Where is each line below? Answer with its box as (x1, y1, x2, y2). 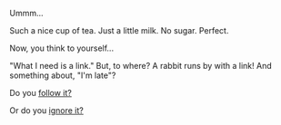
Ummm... (9, 8, 44, 18)
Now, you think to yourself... (9, 43, 115, 53)
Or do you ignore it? (9, 105, 84, 116)
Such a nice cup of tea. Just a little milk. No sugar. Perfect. (9, 25, 229, 35)
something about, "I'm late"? (9, 70, 116, 81)
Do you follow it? (9, 88, 73, 98)
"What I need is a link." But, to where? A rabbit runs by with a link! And (9, 61, 273, 71)
